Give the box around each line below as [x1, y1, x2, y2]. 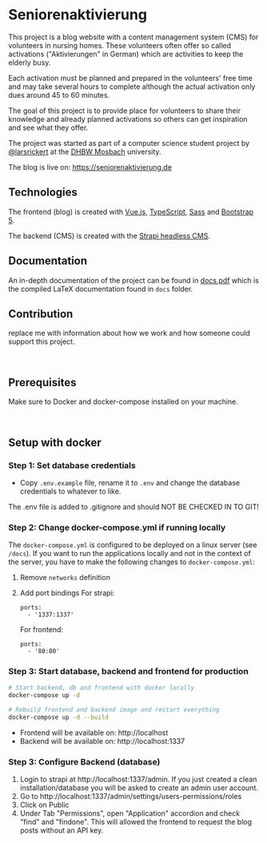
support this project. [8, 337, 75, 346]
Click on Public [19, 800, 70, 810]
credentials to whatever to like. [19, 486, 122, 496]
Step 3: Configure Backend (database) [8, 756, 161, 767]
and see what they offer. [8, 123, 89, 132]
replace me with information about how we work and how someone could [8, 329, 250, 338]
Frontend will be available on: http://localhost [19, 728, 169, 737]
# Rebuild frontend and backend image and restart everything [8, 706, 220, 714]
